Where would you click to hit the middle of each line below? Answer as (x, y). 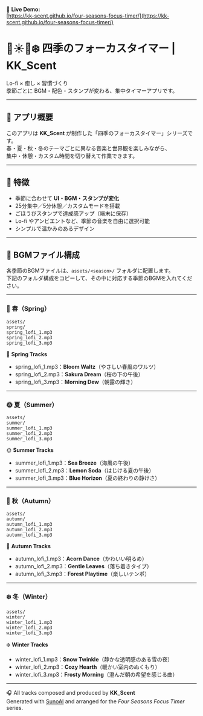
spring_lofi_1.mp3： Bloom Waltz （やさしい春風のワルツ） (87, 366)
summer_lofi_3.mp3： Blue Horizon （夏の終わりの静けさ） (88, 478)
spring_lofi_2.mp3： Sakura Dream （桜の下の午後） (79, 374)
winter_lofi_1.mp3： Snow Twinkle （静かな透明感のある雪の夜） (94, 659)
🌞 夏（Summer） (32, 405)
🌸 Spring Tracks (27, 354)
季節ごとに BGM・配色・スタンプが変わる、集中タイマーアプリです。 (92, 90)
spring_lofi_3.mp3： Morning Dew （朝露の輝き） (76, 382)
